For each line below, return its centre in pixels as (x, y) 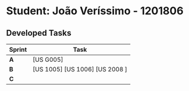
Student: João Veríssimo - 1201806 (95, 11)
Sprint (18, 50)
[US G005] (48, 59)
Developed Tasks (39, 33)
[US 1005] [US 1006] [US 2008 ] (80, 69)
